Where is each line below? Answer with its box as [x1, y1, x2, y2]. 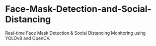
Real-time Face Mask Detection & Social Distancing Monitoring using [5, 30, 146, 36]
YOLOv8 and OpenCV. [5, 35, 51, 41]
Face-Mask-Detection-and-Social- [5, 3, 152, 15]
